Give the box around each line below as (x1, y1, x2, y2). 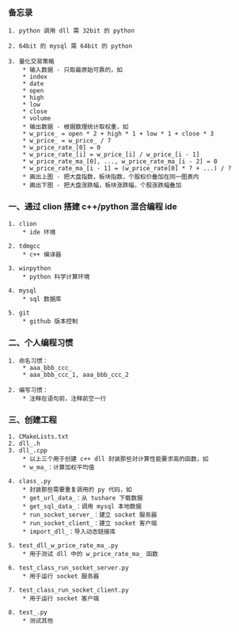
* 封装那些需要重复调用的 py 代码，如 (22, 485, 132, 494)
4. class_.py (8, 478, 51, 485)
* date (22, 80, 44, 88)
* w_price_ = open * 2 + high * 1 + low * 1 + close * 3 (22, 130, 214, 138)
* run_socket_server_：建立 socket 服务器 (22, 511, 157, 520)
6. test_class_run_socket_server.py (8, 564, 129, 572)
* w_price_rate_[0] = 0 (22, 144, 101, 152)
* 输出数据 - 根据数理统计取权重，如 (22, 123, 129, 131)
